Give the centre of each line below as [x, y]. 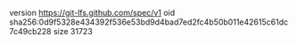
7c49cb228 [30, 31]
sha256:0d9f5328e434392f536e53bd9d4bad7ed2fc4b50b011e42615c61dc [148, 22]
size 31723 [73, 31]
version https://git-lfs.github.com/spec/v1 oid [92, 13]
